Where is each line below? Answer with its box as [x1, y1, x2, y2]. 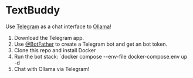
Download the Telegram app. [13, 34, 84, 41]
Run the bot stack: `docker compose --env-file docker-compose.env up [13, 53, 188, 60]
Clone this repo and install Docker [13, 46, 96, 53]
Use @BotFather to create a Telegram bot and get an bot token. [13, 40, 168, 48]
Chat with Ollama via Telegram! [13, 65, 90, 72]
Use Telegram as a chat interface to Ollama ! [5, 23, 112, 30]
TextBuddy [5, 4, 60, 17]
